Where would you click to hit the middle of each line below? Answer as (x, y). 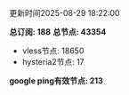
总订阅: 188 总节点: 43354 (58, 32)
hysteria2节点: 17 (53, 62)
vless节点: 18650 (53, 51)
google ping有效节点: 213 (56, 81)
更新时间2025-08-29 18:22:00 (64, 13)
